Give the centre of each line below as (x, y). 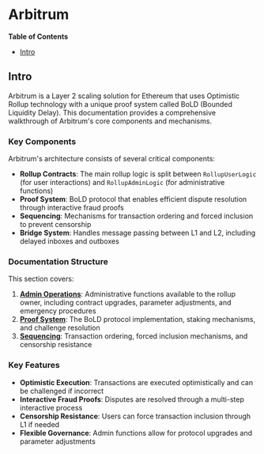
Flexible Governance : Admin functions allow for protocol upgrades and (136, 433)
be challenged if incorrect (62, 391)
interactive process (51, 407)
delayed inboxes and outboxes (70, 241)
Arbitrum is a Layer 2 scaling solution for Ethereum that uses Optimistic (124, 96)
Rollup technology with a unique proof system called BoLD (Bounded (121, 104)
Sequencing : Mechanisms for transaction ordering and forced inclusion (136, 216)
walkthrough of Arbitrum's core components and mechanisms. (110, 121)
